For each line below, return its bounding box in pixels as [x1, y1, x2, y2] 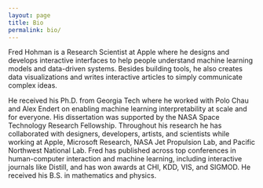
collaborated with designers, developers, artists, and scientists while [8, 129, 230, 139]
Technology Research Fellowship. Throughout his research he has [8, 121, 222, 130]
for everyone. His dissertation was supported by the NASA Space [8, 113, 220, 122]
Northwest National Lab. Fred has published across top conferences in [8, 146, 237, 155]
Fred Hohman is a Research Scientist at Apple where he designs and [8, 48, 230, 57]
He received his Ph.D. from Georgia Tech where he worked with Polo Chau [8, 96, 249, 106]
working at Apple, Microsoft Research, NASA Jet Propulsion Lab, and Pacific [8, 138, 256, 147]
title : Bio [8, 19, 44, 27]
